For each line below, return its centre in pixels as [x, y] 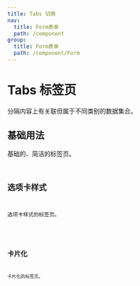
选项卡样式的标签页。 [33, 215]
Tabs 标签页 [42, 91]
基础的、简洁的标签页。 [41, 154]
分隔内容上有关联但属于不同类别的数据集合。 [72, 111]
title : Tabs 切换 [32, 14]
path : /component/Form [47, 54]
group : [17, 40]
